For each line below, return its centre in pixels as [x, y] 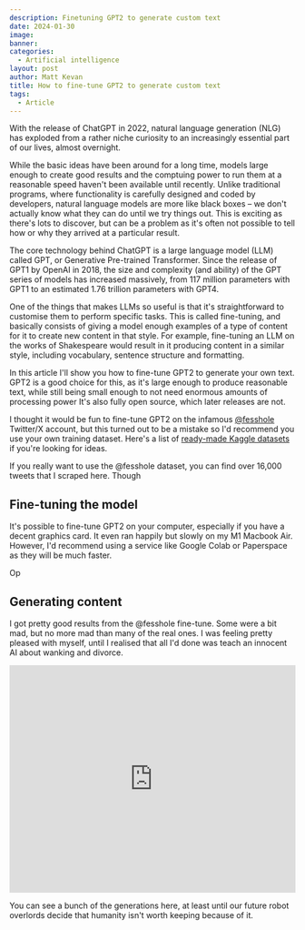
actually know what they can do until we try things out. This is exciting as [146, 214]
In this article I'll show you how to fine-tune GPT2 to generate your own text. [152, 373]
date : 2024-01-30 [42, 26]
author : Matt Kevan [46, 77]
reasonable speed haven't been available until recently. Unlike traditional [145, 185]
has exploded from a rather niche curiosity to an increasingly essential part [150, 138]
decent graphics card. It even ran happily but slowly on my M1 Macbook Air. [151, 536]
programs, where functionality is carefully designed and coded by [133, 194]
